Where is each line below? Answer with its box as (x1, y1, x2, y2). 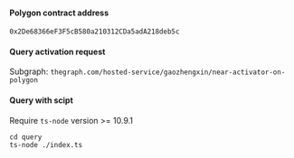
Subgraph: (9, 66, 49, 77)
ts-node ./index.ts (9, 140, 83, 149)
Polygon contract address (9, 7, 109, 18)
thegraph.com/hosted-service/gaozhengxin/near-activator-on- (50, 68, 286, 77)
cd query (9, 132, 43, 142)
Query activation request (9, 46, 106, 57)
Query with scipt (9, 95, 74, 106)
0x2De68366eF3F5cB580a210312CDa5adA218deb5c (9, 27, 180, 36)
